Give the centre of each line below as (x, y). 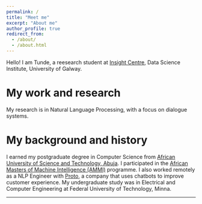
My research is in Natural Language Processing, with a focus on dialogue (97, 109)
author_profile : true (33, 28)
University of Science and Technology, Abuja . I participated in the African (97, 163)
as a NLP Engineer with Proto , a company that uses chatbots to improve (95, 176)
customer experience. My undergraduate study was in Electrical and (91, 182)
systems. (17, 116)
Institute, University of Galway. (44, 68)
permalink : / (23, 12)
